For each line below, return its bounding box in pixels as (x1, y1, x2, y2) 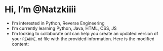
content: (11, 41, 29, 47)
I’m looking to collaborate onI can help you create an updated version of (11, 30, 159, 36)
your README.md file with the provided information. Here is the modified (11, 36, 155, 42)
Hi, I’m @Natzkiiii (4, 4, 76, 15)
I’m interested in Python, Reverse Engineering (11, 20, 105, 26)
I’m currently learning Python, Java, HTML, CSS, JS (11, 25, 117, 31)
